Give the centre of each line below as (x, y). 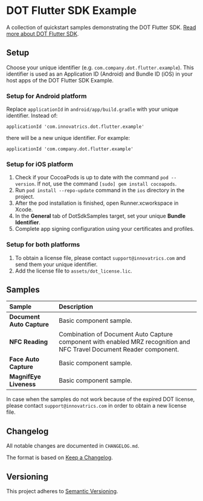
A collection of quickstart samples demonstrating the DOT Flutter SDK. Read (101, 27)
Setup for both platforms (43, 245)
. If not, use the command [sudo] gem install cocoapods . (105, 184)
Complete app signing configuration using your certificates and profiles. (105, 229)
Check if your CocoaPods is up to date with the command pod (92, 178)
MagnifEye (25, 377)
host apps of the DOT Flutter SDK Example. (60, 80)
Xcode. (24, 210)
